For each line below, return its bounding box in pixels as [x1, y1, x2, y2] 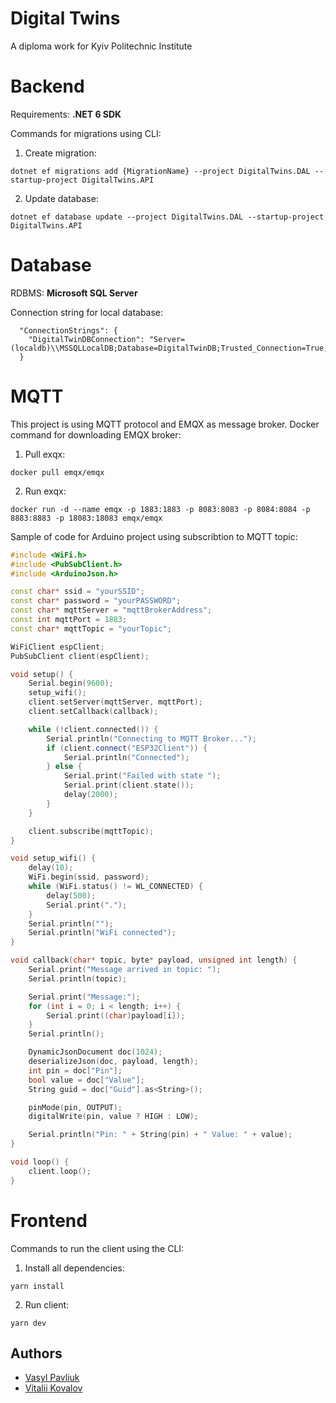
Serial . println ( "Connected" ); [63, 752, 190, 762]
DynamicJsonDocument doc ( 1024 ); [28, 1047, 163, 1057]
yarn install [10, 1281, 65, 1291]
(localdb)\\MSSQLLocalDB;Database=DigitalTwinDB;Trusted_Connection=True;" [10, 343, 333, 353]
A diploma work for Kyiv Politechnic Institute [10, 40, 193, 52]
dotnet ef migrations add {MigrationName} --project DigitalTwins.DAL [10, 166, 311, 176]
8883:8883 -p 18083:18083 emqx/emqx [10, 513, 163, 523]
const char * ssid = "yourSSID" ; [10, 587, 145, 597]
